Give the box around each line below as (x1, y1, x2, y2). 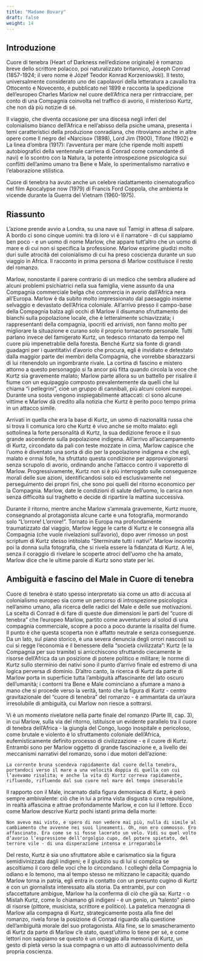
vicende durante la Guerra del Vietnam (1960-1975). (6, 191, 136, 199)
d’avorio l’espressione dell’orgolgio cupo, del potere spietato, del (6, 835, 188, 841)
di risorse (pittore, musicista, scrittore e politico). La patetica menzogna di (6, 902, 191, 909)
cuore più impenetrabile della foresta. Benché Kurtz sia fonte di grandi (6, 340, 181, 347)
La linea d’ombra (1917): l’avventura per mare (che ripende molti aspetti (6, 141, 184, 148)
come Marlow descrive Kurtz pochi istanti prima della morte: (6, 807, 157, 815)
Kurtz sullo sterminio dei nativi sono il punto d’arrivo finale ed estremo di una (6, 661, 198, 668)
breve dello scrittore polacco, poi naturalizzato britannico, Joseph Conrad (6, 65, 191, 73)
